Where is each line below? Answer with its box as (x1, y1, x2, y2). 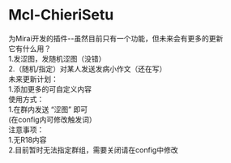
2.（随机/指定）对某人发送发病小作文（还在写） (8, 63, 167, 74)
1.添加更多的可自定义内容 (8, 84, 92, 94)
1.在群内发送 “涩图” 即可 (8, 104, 88, 114)
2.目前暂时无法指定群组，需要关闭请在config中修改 (8, 144, 178, 155)
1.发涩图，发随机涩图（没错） (8, 54, 106, 63)
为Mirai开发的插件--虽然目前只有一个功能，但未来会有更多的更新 (8, 33, 224, 43)
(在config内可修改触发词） (8, 114, 96, 124)
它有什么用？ (8, 43, 51, 54)
